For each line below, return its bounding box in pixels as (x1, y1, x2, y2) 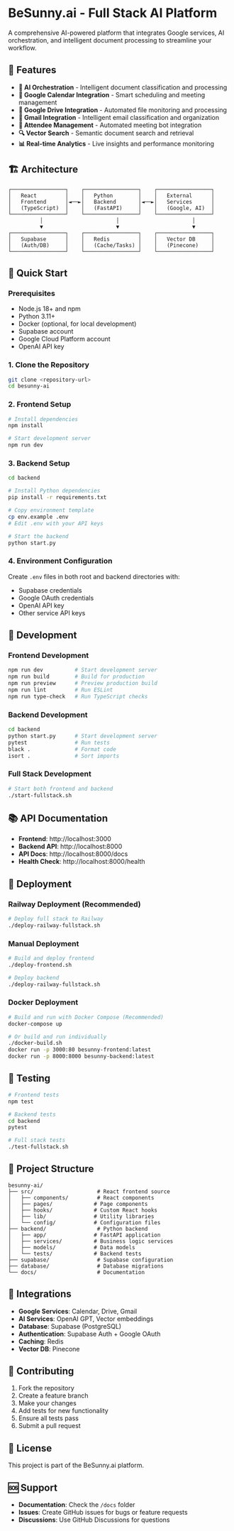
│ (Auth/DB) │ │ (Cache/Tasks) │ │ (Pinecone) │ (8, 241, 215, 249)
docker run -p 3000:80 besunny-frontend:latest (8, 1046, 152, 1053)
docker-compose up (8, 1020, 62, 1027)
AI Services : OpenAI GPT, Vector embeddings (18, 1315, 154, 1323)
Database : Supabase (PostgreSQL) (18, 1322, 122, 1330)
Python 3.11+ (18, 312, 56, 321)
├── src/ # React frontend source (8, 1187, 171, 1195)
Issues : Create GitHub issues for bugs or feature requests (18, 1508, 188, 1517)
